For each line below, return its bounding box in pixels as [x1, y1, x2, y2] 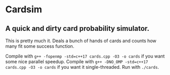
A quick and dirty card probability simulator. [5, 24, 150, 33]
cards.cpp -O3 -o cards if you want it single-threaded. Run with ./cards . [5, 64, 159, 70]
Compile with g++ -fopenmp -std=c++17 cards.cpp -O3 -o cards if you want [5, 53, 165, 59]
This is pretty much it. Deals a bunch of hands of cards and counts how [5, 38, 157, 44]
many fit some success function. [5, 43, 74, 49]
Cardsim [5, 4, 43, 15]
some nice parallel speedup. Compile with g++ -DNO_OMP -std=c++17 [5, 59, 148, 65]
